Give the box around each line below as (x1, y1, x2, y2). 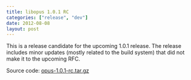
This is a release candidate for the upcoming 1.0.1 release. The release (6, 42, 182, 50)
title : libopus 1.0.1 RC (6, 8, 69, 15)
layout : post (6, 25, 39, 32)
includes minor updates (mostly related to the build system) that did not (6, 49, 185, 56)
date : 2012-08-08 (6, 20, 50, 26)
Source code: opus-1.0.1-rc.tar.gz (6, 67, 90, 75)
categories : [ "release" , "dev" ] (6, 15, 88, 21)
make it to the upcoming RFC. (6, 55, 81, 62)
